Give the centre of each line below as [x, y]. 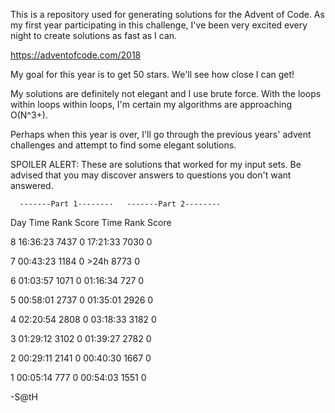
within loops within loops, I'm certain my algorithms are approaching [151, 104]
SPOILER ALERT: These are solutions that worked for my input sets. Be [156, 164]
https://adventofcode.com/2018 [76, 55]
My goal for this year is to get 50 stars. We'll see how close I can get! [152, 74]
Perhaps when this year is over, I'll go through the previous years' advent [161, 134]
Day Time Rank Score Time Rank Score [91, 222]
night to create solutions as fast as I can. [94, 35]
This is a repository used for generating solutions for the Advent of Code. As [167, 14]
